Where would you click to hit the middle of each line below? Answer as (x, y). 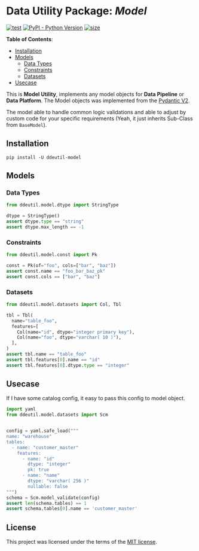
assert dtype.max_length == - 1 (45, 227)
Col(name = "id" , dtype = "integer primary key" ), (76, 332)
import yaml (21, 409)
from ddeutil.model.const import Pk (52, 255)
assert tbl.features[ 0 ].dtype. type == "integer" (68, 365)
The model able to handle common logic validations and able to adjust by (96, 112)
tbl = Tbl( (20, 315)
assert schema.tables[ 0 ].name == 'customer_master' (72, 509)
